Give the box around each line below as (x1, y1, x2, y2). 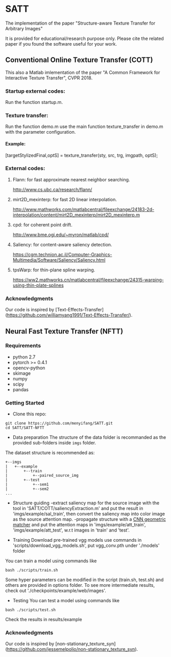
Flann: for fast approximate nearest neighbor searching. (12, 176, 130, 182)
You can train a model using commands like (5, 558, 97, 564)
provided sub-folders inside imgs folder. (12, 440, 96, 446)
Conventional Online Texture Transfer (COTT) (5, 56, 153, 65)
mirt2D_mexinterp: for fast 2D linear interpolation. (12, 196, 117, 202)
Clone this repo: (12, 411, 46, 417)
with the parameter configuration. (5, 129, 76, 135)
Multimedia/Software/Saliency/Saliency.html (12, 257, 106, 263)
